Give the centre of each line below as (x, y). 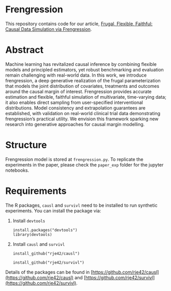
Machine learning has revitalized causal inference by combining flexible (81, 64)
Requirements (36, 191)
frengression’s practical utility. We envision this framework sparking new (82, 119)
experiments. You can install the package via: (53, 211)
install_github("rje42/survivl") (49, 262)
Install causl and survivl (39, 244)
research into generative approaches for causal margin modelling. (75, 124)
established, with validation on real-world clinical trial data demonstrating (83, 113)
